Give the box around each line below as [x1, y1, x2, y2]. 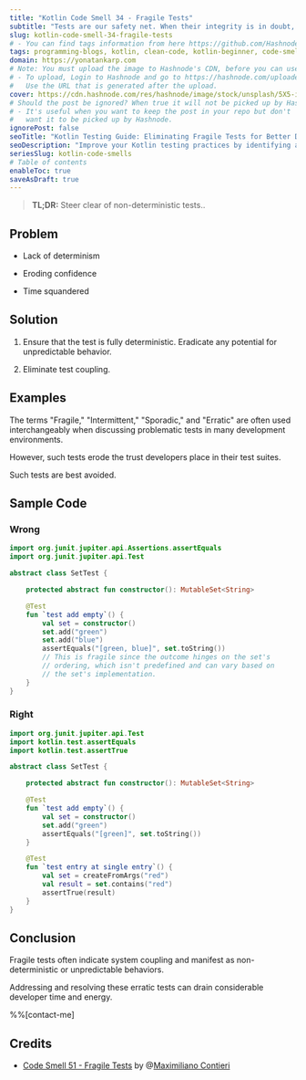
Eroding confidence [22, 268, 97, 279]
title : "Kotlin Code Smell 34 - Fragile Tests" [9, 13, 194, 23]
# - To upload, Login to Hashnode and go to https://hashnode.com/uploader [9, 73, 303, 82]
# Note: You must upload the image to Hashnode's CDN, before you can [9, 65, 283, 74]
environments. [9, 434, 64, 445]
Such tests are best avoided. [9, 469, 117, 480]
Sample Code [9, 496, 87, 511]
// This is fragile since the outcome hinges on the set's [42, 653, 271, 662]
